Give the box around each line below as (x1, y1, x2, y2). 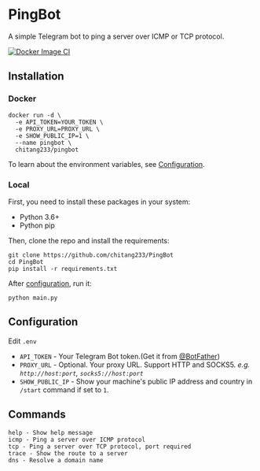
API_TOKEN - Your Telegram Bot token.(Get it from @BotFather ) (19, 351, 220, 361)
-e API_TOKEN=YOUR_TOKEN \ (15, 118, 104, 126)
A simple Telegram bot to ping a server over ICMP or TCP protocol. (8, 32, 225, 41)
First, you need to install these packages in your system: (8, 197, 191, 206)
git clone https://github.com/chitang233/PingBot (8, 250, 174, 259)
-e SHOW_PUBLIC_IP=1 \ (15, 132, 90, 139)
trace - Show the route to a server (8, 449, 128, 458)
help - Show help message (8, 428, 93, 436)
